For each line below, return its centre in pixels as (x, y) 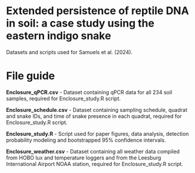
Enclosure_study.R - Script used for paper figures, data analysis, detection (97, 134)
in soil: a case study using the (80, 23)
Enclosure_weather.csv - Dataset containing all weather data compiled (93, 151)
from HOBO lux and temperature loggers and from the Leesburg (84, 158)
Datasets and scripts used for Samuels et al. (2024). (69, 52)
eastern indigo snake (59, 36)
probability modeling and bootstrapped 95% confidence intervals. (86, 140)
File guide (30, 76)
